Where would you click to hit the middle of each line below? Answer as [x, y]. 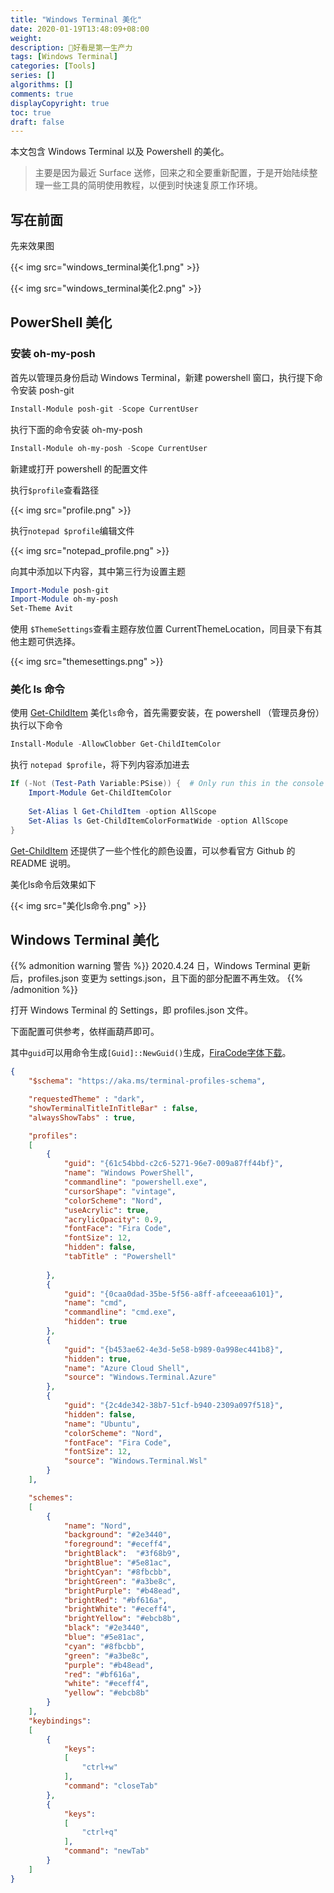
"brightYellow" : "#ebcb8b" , [122, 1619]
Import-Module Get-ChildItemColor [100, 793]
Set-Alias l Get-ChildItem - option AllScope [122, 811]
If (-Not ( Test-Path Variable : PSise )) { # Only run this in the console [167, 784]
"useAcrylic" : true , [106, 1210]
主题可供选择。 [49, 642]
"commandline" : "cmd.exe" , [120, 1312]
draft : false [37, 122]
